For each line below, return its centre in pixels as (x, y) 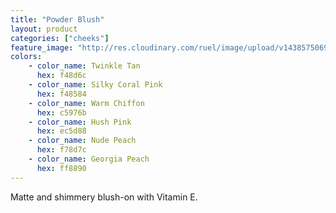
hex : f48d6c (61, 76)
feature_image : (42, 47)
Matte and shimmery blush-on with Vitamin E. (104, 197)
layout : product (44, 29)
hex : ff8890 (61, 168)
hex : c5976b (61, 112)
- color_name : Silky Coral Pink (95, 85)
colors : (26, 57)
